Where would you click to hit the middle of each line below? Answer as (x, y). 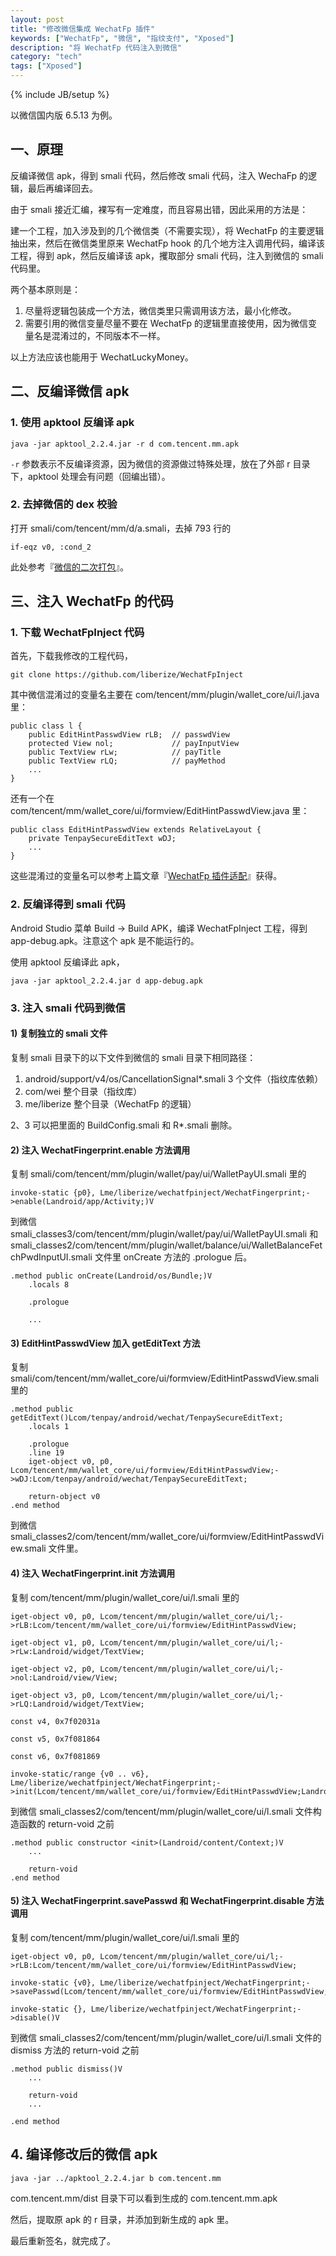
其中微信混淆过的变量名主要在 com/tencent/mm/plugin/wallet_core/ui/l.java (165, 695)
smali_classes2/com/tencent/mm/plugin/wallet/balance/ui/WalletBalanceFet (166, 1245)
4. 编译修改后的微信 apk (84, 2154)
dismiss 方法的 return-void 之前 (75, 2050)
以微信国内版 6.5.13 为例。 (64, 115)
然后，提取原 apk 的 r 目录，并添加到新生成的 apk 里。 (122, 2219)
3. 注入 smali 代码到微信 (68, 1008)
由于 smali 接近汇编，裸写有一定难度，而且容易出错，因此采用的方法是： (159, 209)
